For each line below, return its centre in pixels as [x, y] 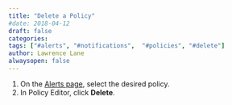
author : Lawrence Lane [46, 53]
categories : [28, 38]
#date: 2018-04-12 [39, 23]
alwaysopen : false [39, 61]
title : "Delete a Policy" [52, 16]
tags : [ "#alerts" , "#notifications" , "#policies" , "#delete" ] [117, 46]
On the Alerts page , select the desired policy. [95, 84]
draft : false [30, 31]
